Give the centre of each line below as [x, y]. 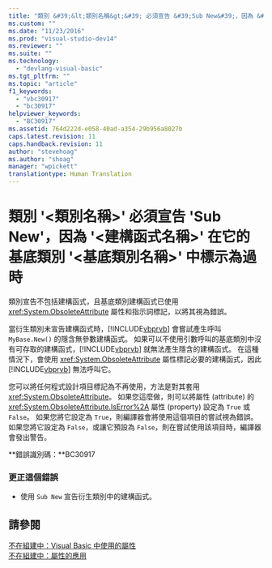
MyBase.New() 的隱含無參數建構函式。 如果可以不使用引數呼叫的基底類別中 [132, 339]
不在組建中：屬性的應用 [47, 556]
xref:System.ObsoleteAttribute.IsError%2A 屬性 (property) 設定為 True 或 [130, 407]
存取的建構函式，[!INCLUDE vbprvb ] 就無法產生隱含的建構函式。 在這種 [140, 348]
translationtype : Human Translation [70, 174]
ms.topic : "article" [43, 83]
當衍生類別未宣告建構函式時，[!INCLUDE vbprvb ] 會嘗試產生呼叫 [115, 328]
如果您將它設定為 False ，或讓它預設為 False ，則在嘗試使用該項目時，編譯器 [135, 427]
